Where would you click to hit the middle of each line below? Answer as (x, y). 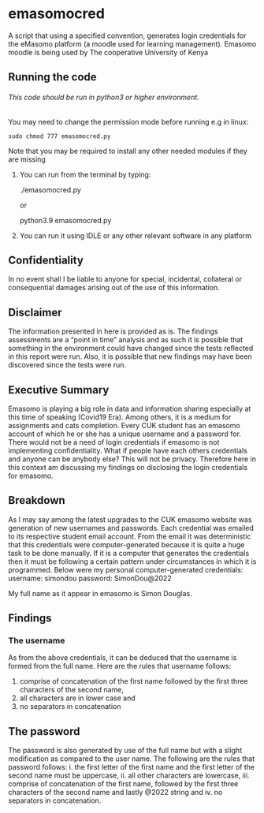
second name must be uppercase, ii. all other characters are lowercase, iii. (129, 776)
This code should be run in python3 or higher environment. (104, 97)
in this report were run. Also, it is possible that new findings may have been (130, 356)
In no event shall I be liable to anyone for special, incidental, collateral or (125, 279)
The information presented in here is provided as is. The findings (113, 331)
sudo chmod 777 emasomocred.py (59, 136)
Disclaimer (35, 312)
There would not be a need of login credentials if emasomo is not (114, 442)
